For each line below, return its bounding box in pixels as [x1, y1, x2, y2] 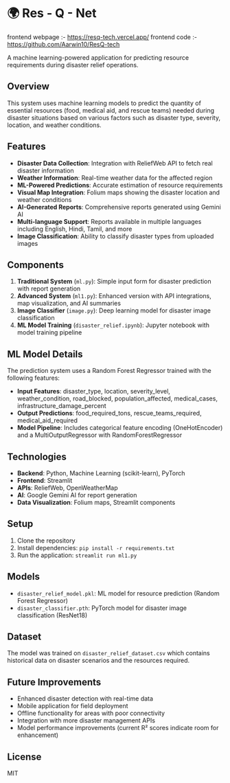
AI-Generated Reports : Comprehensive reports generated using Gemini [16, 203, 221, 211]
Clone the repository [16, 536, 76, 545]
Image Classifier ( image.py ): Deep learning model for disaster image [16, 306, 211, 315]
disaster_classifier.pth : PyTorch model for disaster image [16, 604, 187, 612]
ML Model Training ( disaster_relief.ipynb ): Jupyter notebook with [16, 321, 209, 330]
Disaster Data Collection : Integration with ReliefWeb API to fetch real [16, 159, 213, 167]
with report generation [16, 284, 81, 293]
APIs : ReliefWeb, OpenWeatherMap [16, 484, 118, 492]
